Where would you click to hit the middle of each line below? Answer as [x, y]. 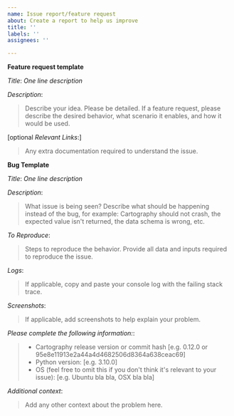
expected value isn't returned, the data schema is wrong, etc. [115, 222]
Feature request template [46, 67]
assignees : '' [28, 41]
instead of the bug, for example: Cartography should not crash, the [123, 214]
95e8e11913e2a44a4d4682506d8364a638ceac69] [111, 355]
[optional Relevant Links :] [44, 137]
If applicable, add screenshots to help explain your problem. [113, 319]
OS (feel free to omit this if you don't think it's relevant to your [126, 370]
